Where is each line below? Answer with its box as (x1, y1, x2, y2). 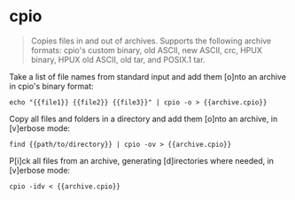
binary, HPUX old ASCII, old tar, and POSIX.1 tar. (30, 54, 206, 65)
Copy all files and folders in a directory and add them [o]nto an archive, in (9, 113, 278, 124)
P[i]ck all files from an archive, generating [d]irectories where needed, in (9, 155, 275, 165)
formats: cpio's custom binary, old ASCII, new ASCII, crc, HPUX (30, 44, 263, 55)
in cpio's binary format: (9, 81, 95, 91)
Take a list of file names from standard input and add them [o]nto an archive (9, 71, 286, 81)
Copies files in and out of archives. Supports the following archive (30, 35, 272, 46)
